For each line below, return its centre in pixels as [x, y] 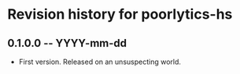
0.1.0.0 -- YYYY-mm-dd [67, 43]
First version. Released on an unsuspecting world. [100, 62]
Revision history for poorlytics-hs [120, 14]
